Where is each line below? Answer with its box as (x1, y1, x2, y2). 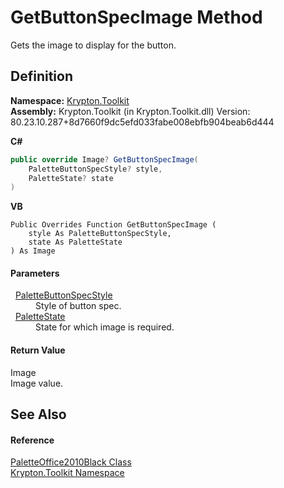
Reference (10, 434, 55, 446)
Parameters (10, 267, 60, 279)
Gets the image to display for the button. (10, 39, 177, 51)
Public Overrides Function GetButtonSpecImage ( (10, 220, 217, 230)
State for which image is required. (35, 321, 175, 333)
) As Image (10, 246, 56, 256)
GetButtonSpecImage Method (10, 6, 263, 29)
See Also (10, 406, 67, 423)
